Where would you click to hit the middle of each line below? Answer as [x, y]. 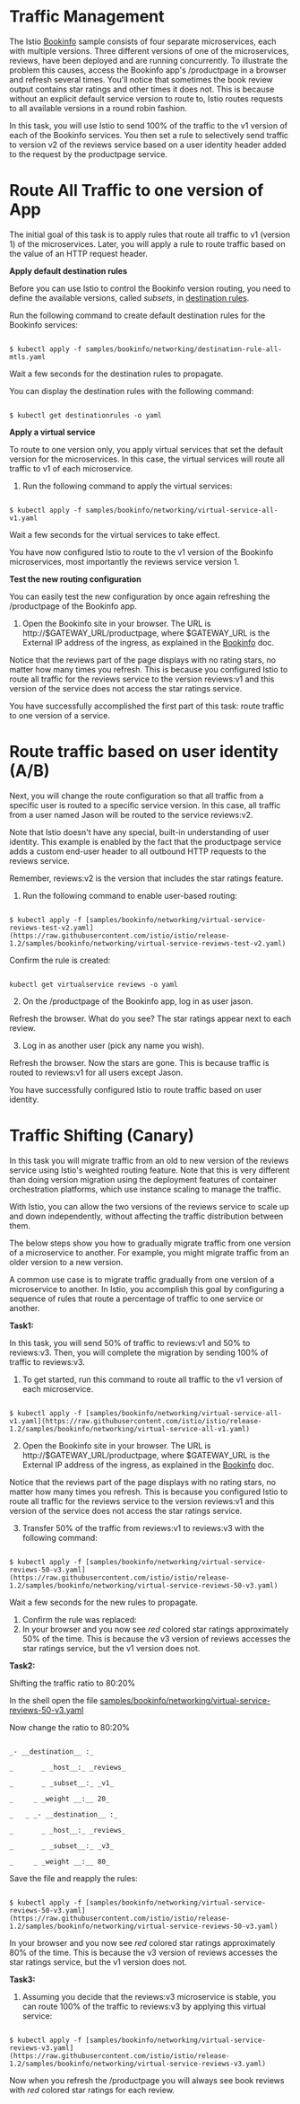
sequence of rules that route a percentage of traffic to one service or [137, 1298]
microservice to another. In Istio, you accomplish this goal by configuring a [147, 1289]
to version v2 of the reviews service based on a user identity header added [148, 145]
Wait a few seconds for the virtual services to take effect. [115, 534]
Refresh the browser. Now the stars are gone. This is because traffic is [139, 1062]
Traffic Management [87, 17]
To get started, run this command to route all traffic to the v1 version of [153, 1379]
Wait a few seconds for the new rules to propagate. [104, 1602]
